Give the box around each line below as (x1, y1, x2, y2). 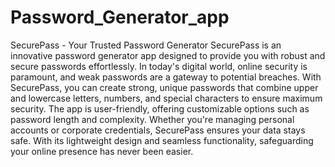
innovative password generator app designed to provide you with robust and (10, 49, 326, 61)
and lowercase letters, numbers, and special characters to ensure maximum (10, 92, 323, 104)
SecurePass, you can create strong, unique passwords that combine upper (10, 81, 319, 93)
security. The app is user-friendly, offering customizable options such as (10, 102, 310, 115)
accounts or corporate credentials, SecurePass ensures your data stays (10, 124, 306, 136)
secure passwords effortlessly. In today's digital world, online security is (10, 60, 308, 72)
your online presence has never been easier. (10, 145, 194, 157)
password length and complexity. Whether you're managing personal (10, 113, 295, 125)
